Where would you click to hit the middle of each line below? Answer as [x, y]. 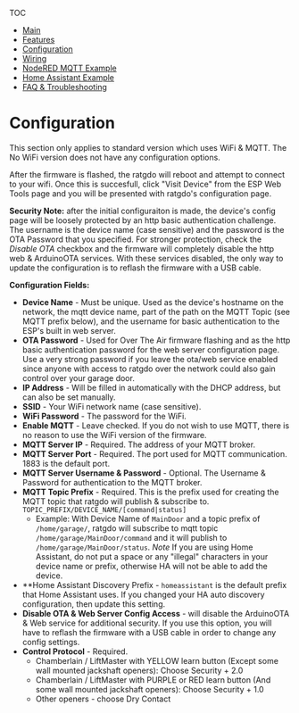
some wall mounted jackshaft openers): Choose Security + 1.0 [150, 689]
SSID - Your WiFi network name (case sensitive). [112, 406]
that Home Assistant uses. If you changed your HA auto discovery [143, 594]
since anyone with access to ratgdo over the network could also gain [149, 369]
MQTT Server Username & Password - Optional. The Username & [144, 473]
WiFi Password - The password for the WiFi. [104, 416]
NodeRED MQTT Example [70, 68]
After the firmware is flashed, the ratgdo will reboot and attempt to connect [147, 174]
